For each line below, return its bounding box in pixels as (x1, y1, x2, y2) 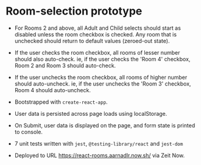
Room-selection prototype (5, 4, 143, 18)
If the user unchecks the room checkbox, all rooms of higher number (14, 73, 188, 81)
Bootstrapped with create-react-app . (14, 98, 108, 106)
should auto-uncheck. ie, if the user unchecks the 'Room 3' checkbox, (14, 80, 191, 87)
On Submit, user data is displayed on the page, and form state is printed (14, 121, 196, 129)
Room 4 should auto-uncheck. (14, 86, 91, 93)
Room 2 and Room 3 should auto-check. (14, 62, 116, 69)
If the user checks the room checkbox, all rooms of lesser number (14, 49, 180, 56)
